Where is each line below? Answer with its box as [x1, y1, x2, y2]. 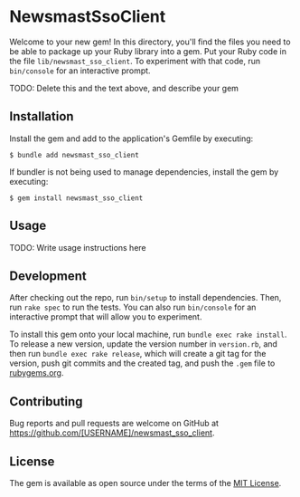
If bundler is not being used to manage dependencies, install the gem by [9, 166, 279, 177]
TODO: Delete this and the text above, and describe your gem [9, 82, 239, 93]
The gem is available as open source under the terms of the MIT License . [9, 478, 282, 488]
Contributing [9, 394, 83, 409]
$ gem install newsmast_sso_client [9, 193, 144, 203]
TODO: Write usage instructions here [9, 242, 146, 253]
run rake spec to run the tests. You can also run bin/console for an [9, 301, 257, 313]
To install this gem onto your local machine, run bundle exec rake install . [9, 329, 287, 340]
